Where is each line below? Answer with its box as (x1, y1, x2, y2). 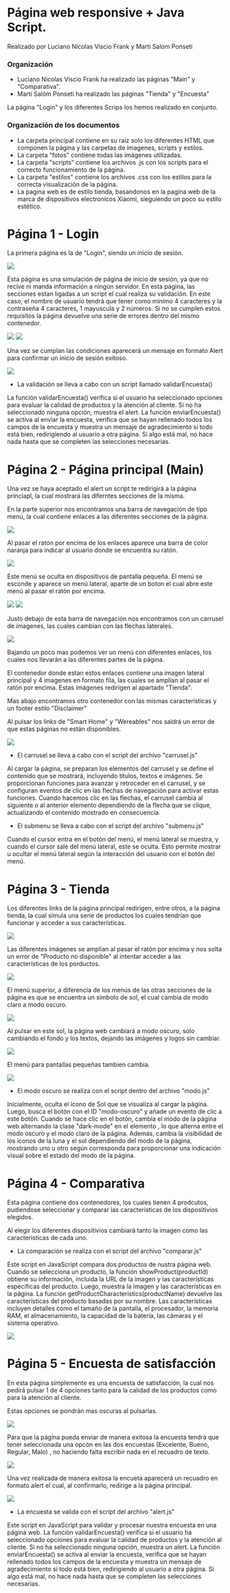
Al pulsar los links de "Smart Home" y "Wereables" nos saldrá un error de (7, 718, 215, 726)
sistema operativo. (7, 1319, 60, 1328)
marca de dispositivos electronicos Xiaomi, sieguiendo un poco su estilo (16, 194, 222, 203)
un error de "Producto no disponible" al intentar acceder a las (7, 953, 181, 961)
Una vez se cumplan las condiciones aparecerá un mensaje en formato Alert (7, 347, 223, 355)
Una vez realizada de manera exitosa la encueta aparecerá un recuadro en (7, 1474, 218, 1483)
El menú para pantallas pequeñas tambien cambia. (7, 1060, 150, 1069)
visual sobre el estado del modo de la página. (7, 1151, 136, 1159)
